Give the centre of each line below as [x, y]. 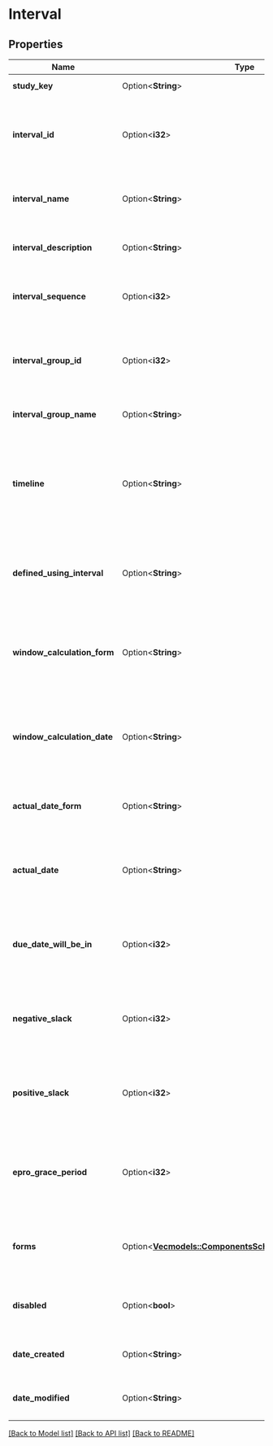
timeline [28, 483]
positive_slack [41, 1093]
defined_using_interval [58, 573]
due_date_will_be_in [52, 944]
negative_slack [42, 1018]
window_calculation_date [63, 737]
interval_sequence [50, 296]
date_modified [41, 1398]
